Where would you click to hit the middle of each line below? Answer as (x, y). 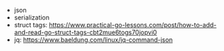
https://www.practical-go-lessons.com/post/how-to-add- (133, 25)
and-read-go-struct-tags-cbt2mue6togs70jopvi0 (86, 32)
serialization (32, 17)
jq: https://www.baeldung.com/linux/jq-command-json (93, 40)
